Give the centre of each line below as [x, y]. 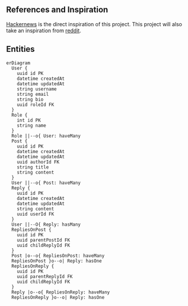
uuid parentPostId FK [43, 240]
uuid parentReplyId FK [45, 276]
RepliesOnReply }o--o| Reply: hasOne [58, 297]
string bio [30, 99]
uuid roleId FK [36, 104]
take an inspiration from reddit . [44, 30]
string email [33, 94]
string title [33, 167]
